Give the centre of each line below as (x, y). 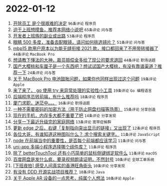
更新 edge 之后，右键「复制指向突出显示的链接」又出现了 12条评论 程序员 (86, 128)
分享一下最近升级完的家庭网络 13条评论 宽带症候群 (62, 121)
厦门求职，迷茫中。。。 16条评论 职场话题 (51, 103)
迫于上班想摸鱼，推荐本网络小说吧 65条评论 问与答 (63, 29)
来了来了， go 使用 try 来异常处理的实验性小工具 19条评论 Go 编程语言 (82, 90)
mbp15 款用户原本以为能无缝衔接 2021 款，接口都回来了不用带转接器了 (86, 48)
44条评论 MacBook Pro (34, 54)
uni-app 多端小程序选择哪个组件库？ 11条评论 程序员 (65, 146)
